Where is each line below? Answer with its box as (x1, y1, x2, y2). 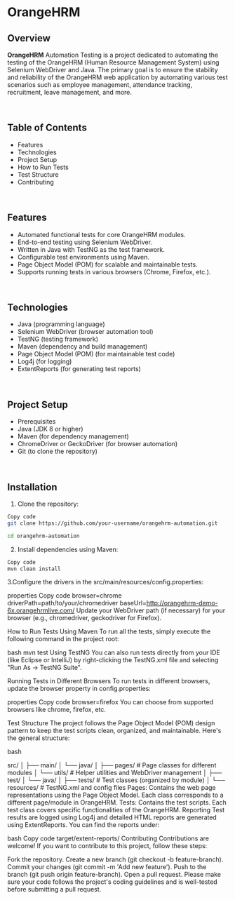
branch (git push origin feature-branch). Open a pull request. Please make (7, 871, 222, 879)
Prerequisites (17, 417, 56, 426)
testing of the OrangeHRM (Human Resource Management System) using (7, 58, 220, 67)
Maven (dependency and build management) (17, 342, 148, 351)
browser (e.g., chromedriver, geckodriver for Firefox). (7, 614, 162, 622)
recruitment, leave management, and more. (7, 88, 132, 96)
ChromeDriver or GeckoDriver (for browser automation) (17, 440, 178, 448)
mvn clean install (7, 565, 61, 572)
